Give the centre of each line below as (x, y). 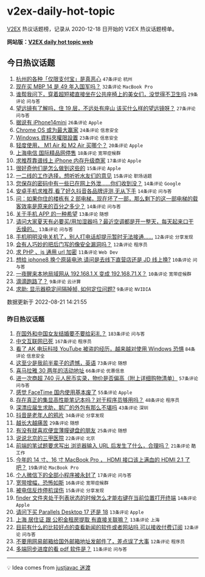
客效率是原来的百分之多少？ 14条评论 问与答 (68, 206)
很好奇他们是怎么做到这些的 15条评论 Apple (68, 168)
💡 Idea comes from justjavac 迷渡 (49, 568)
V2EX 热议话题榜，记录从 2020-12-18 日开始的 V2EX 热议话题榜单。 (92, 29)
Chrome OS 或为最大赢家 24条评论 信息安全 (67, 130)
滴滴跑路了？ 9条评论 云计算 (48, 281)
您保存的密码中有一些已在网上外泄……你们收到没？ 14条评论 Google (98, 183)
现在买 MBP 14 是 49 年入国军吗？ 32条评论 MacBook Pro (84, 86)
